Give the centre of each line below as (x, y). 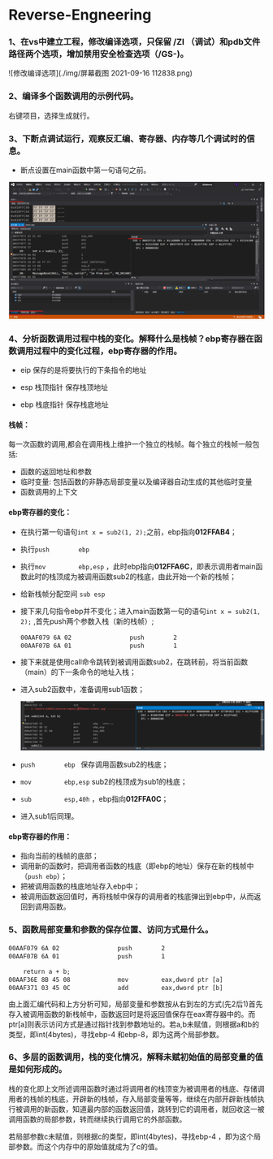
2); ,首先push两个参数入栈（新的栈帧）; (87, 621)
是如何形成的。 (38, 1070)
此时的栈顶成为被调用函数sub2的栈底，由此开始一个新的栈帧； (132, 576)
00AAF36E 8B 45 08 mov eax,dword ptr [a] (116, 980)
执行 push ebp (55, 549)
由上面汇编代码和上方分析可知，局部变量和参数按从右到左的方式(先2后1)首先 (136, 1004)
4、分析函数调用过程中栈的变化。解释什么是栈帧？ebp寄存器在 (131, 339)
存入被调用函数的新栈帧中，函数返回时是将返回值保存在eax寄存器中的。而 (132, 1014)
